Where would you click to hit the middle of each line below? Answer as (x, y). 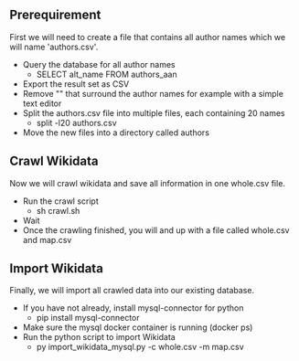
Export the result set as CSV (76, 84)
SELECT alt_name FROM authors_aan (107, 74)
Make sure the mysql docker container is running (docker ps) (138, 327)
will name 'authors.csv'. (54, 47)
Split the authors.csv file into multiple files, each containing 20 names (154, 112)
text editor (42, 103)
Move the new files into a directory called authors (116, 133)
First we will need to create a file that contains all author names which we (148, 37)
